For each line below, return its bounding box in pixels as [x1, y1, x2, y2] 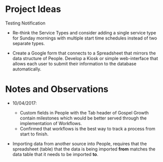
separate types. [12, 40, 45, 46]
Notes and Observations [5, 83, 108, 95]
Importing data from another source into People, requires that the [12, 140, 147, 146]
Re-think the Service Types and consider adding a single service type [12, 29, 156, 35]
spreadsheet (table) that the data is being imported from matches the [12, 146, 156, 152]
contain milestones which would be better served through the [19, 115, 147, 121]
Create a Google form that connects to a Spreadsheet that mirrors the [12, 50, 156, 56]
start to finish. [19, 131, 49, 137]
